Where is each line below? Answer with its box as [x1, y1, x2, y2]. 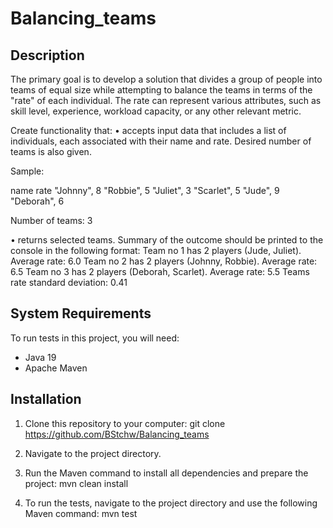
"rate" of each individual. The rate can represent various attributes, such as [10, 95, 322, 106]
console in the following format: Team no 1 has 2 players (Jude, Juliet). [10, 245, 302, 256]
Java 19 [24, 351, 57, 363]
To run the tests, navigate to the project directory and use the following [24, 497, 318, 509]
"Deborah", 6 [10, 195, 65, 207]
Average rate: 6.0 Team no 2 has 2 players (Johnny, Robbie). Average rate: [10, 255, 318, 267]
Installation [10, 391, 82, 408]
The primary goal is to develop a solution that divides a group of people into [10, 73, 323, 85]
